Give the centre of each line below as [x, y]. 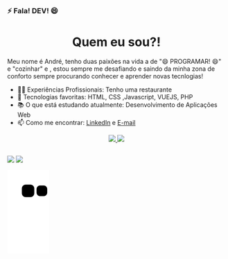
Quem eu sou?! [116, 42]
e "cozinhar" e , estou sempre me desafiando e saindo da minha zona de [111, 69]
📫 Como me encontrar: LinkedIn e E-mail [76, 122]
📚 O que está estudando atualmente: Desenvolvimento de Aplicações [117, 105]
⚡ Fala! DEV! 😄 [33, 10]
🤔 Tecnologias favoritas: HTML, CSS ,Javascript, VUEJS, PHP [105, 97]
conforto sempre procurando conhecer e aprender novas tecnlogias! [105, 76]
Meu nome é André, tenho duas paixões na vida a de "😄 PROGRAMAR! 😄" [114, 61]
